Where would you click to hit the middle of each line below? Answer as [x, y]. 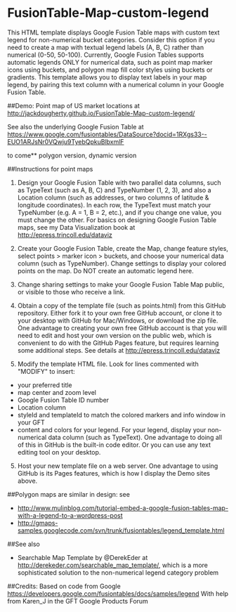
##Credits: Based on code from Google [64, 586]
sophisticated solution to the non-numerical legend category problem [118, 572]
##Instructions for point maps [50, 169]
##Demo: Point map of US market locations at [74, 105]
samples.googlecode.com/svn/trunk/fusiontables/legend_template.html [121, 530]
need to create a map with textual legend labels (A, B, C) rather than [106, 47]
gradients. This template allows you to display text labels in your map [107, 77]
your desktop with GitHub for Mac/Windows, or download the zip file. [118, 320]
